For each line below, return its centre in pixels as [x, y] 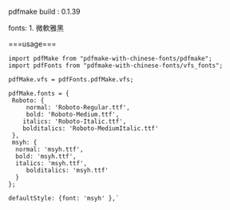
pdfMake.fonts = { [39, 93]
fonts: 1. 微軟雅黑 [36, 28]
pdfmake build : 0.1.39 [45, 12]
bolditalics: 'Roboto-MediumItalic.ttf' [91, 129]
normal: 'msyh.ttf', [50, 149]
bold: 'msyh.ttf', [46, 157]
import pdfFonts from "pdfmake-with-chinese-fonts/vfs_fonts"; [116, 65]
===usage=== [32, 44]
